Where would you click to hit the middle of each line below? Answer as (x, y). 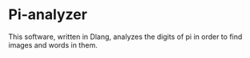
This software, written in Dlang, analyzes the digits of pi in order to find (125, 37)
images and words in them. (53, 44)
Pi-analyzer (48, 15)
